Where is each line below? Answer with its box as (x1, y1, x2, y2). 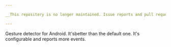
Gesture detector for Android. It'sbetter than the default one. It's (5, 30, 140, 36)
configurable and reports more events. (5, 36, 86, 42)
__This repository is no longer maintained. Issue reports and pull (5, 12, 154, 17)
